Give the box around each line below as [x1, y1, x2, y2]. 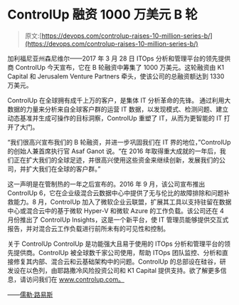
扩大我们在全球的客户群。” [26, 165, 101, 173]
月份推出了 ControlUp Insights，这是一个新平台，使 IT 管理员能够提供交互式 [7, 215, 229, 224]
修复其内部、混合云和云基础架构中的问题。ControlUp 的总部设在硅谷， [13, 257, 221, 266]
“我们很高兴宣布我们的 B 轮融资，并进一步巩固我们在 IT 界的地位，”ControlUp [7, 138, 231, 146]
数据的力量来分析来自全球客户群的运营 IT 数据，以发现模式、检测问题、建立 [7, 105, 229, 113]
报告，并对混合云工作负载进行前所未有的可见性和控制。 [7, 224, 169, 232]
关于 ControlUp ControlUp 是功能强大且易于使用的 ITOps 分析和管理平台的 [7, 239, 225, 248]
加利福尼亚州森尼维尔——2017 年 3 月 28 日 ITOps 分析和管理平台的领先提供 [7, 54, 231, 63]
